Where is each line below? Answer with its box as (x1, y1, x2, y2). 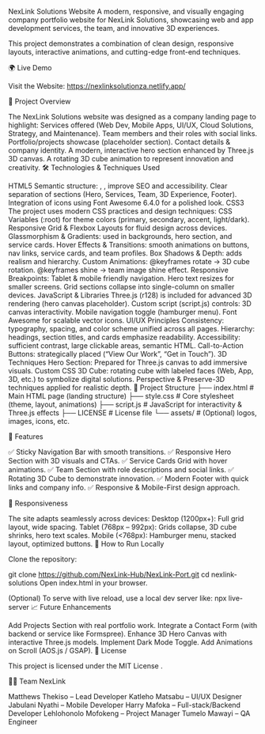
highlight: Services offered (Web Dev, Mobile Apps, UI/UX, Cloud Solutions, (8, 120, 254, 130)
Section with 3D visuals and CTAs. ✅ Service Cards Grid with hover (8, 456, 228, 465)
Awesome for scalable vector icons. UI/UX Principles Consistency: (8, 316, 225, 325)
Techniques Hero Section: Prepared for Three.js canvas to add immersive (8, 358, 248, 367)
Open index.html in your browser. (39, 578, 148, 588)
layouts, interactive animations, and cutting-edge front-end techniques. (8, 47, 241, 56)
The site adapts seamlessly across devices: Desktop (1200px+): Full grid (8, 514, 244, 523)
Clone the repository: (8, 554, 78, 564)
